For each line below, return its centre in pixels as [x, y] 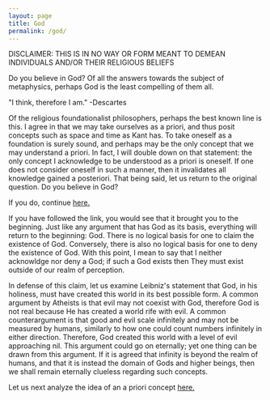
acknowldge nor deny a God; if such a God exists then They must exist [126, 262]
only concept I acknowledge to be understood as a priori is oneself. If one [131, 161]
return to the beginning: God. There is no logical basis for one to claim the [131, 236]
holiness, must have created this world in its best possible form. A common [133, 294]
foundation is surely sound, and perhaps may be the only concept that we [131, 144]
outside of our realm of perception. [67, 270]
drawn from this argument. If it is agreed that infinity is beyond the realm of [133, 355]
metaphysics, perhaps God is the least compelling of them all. [111, 87]
